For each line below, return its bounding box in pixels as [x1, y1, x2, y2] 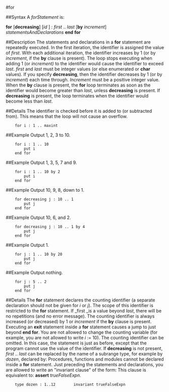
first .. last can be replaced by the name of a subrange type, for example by [6, 351, 163, 357]
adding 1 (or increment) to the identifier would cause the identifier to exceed [6, 61, 164, 66]
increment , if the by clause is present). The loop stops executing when [6, 55, 153, 61]
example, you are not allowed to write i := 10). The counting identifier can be [6, 335, 164, 340]
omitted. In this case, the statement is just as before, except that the [6, 340, 147, 346]
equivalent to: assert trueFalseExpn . [6, 372, 81, 378]
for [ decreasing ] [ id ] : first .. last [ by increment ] [6, 24, 107, 30]
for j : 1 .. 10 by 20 [15, 252, 63, 257]
